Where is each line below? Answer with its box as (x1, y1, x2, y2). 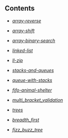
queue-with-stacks (12, 77, 53, 83)
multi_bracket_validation (12, 97, 63, 103)
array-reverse (12, 17, 42, 24)
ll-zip (12, 57, 23, 63)
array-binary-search (12, 37, 55, 43)
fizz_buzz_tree (12, 126, 43, 132)
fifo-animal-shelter (12, 87, 52, 93)
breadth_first (12, 117, 39, 123)
